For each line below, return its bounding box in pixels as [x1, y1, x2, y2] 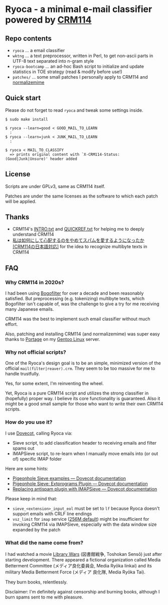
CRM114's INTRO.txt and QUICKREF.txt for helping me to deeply [12, 226, 144, 232]
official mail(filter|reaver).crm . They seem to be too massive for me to [5, 365, 155, 371]
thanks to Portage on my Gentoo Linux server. [5, 336, 100, 342]
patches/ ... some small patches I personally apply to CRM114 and [12, 74, 148, 80]
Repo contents [5, 34, 52, 43]
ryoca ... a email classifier [12, 48, 65, 53]
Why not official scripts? [5, 349, 66, 356]
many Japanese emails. [5, 306, 54, 312]
